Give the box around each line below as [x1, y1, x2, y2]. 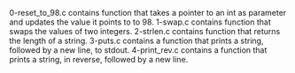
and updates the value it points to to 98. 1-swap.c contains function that [9, 17, 272, 27]
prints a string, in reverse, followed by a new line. [9, 55, 189, 64]
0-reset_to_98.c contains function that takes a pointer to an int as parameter [9, 8, 287, 18]
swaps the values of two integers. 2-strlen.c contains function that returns [9, 26, 281, 36]
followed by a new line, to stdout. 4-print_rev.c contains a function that [9, 45, 268, 55]
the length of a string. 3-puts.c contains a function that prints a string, [9, 35, 264, 46]
